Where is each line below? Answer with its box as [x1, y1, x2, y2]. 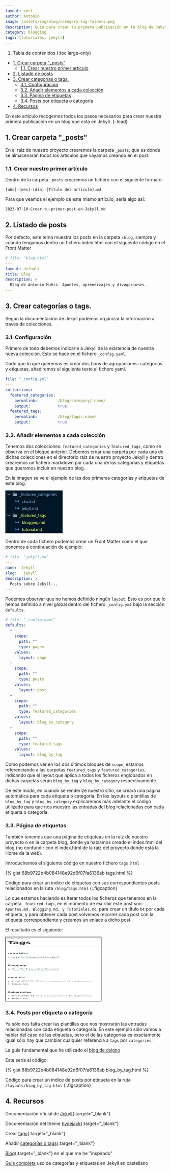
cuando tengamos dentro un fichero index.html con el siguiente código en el [5, 239, 165, 245]
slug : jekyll [5, 570, 38, 576]
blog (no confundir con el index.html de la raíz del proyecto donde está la [5, 845, 159, 851]
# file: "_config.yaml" [5, 617, 56, 623]
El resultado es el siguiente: [5, 926, 63, 932]
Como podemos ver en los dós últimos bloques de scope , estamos [5, 761, 144, 767]
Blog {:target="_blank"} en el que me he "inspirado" [5, 1150, 113, 1156]
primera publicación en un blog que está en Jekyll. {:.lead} [5, 119, 128, 125]
